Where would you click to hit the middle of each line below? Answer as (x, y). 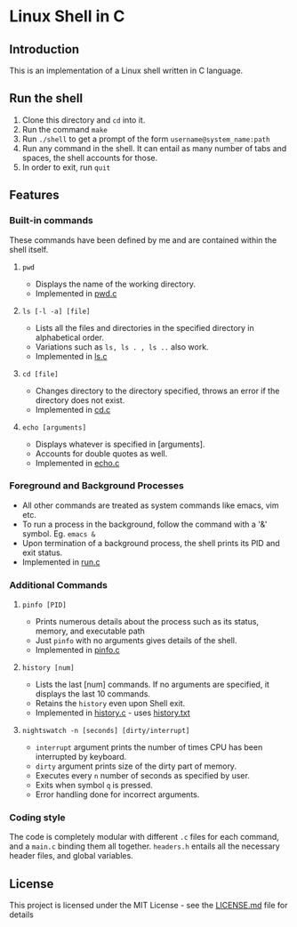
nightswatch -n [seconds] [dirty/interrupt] (106, 731)
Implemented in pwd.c (76, 293)
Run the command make (65, 129)
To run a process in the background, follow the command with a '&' (145, 524)
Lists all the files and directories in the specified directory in (145, 327)
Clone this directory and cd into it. (84, 120)
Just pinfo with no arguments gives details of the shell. (136, 641)
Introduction (44, 49)
